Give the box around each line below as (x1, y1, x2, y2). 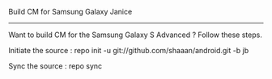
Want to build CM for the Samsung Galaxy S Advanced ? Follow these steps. (8, 30, 263, 39)
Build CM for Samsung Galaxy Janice (8, 7, 133, 16)
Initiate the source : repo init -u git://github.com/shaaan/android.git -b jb (8, 46, 249, 55)
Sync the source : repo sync (8, 61, 103, 71)
